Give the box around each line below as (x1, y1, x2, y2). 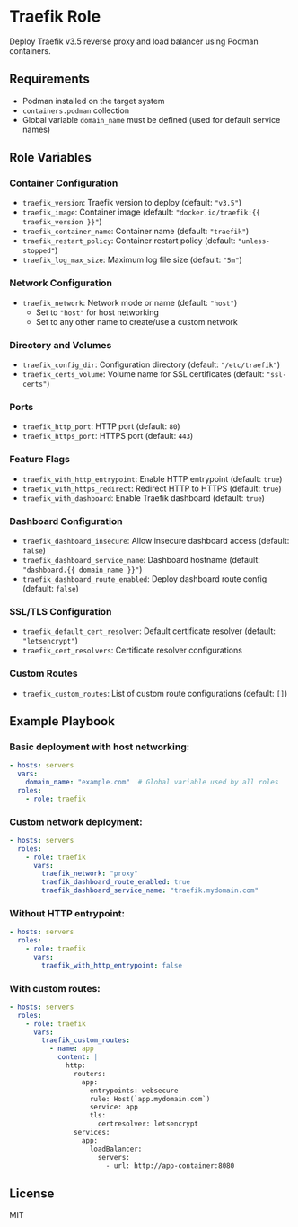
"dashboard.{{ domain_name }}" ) (22, 564, 143, 574)
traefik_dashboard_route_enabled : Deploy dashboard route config (22, 573, 267, 584)
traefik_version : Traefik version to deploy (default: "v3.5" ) (22, 197, 242, 208)
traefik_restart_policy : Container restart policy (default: (22, 235, 236, 246)
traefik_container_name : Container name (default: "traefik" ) (22, 226, 250, 237)
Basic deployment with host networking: (9, 741, 190, 753)
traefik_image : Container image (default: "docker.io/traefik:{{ (22, 206, 260, 217)
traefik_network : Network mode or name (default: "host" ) (22, 297, 238, 308)
